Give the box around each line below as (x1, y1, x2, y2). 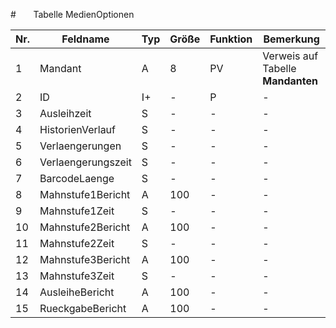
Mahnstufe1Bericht (39, 188, 131, 201)
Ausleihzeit (39, 107, 92, 120)
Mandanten (262, 74, 318, 88)
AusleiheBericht (39, 285, 115, 299)
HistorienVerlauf (39, 123, 116, 136)
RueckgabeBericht (39, 302, 127, 315)
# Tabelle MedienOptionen (10, 9, 135, 20)
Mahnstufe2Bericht (39, 220, 131, 234)
